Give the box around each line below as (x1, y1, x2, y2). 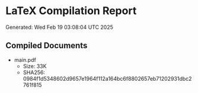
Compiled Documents (5, 41, 88, 51)
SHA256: (23, 69, 46, 76)
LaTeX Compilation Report (5, 4, 137, 18)
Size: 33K (23, 62, 47, 69)
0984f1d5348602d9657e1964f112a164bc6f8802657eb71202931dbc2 (23, 75, 192, 82)
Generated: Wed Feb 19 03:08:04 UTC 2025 (5, 24, 114, 31)
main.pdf (14, 56, 36, 63)
